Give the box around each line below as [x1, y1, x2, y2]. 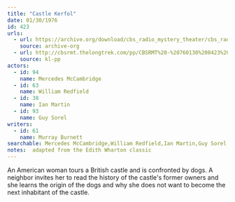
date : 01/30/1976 [7, 17, 58, 24]
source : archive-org [20, 43, 80, 50]
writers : [7, 120, 33, 128]
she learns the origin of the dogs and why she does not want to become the [7, 181, 226, 189]
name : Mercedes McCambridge [20, 75, 101, 82]
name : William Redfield [20, 88, 90, 95]
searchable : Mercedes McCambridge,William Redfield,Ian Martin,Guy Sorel [7, 140, 227, 147]
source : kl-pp [20, 56, 61, 63]
